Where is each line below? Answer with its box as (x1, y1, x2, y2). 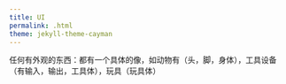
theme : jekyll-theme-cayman (9, 29, 113, 38)
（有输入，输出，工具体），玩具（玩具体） (9, 65, 161, 76)
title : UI (9, 12, 46, 22)
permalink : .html (9, 21, 73, 30)
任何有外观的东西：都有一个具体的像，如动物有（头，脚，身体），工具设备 (9, 55, 277, 65)
